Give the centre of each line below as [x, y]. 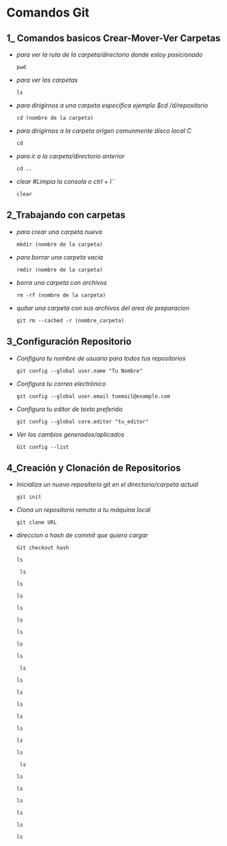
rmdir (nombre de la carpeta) [60, 270]
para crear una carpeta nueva [59, 231]
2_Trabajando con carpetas [66, 215]
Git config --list [43, 447]
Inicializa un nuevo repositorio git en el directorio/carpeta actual [107, 485]
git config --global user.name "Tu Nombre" [80, 371]
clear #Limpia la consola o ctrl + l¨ [65, 181]
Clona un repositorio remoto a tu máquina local [83, 510]
